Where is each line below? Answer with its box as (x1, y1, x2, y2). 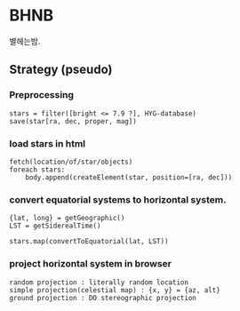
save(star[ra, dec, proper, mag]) (9, 116, 138, 125)
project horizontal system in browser (9, 258, 172, 270)
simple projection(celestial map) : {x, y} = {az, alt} (9, 285, 220, 294)
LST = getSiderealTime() (9, 221, 101, 231)
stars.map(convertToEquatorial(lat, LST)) (9, 237, 169, 246)
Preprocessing (9, 89, 74, 101)
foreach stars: (9, 165, 66, 174)
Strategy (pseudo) (9, 62, 113, 77)
